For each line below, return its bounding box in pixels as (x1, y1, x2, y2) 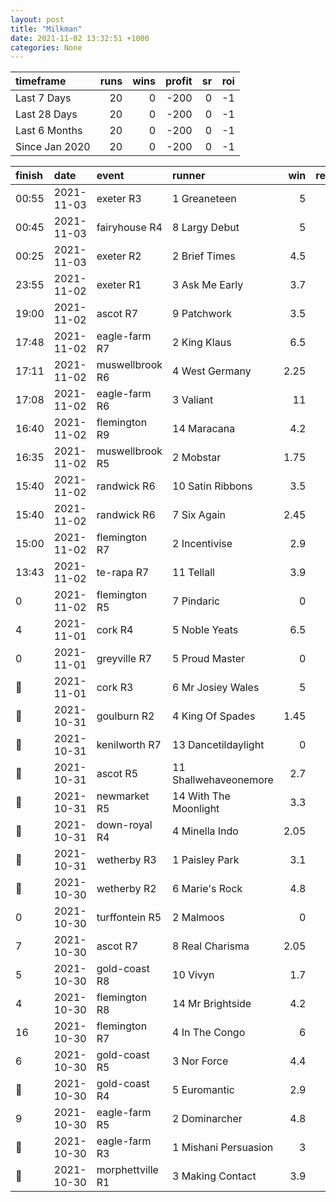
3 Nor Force (172, 1054, 229, 1068)
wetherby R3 (96, 853, 157, 867)
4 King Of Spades (172, 709, 256, 723)
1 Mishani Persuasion (172, 1141, 274, 1155)
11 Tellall (172, 566, 215, 580)
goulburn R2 (96, 709, 155, 723)
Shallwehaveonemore (172, 773, 274, 787)
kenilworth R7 (96, 738, 162, 752)
